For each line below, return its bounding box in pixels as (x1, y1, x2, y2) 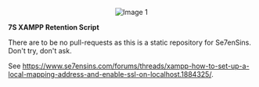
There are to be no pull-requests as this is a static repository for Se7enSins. (8, 38, 252, 47)
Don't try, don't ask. (8, 46, 72, 55)
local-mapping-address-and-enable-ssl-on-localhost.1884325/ (8, 70, 212, 78)
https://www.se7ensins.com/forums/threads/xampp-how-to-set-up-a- (22, 61, 250, 71)
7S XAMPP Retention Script (8, 23, 99, 31)
